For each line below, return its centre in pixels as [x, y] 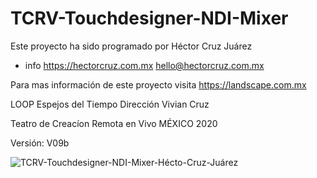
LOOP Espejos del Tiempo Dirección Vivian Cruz [110, 104]
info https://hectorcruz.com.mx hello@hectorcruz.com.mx [144, 65]
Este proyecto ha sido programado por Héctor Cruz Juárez [131, 46]
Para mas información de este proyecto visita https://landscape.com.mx [158, 84]
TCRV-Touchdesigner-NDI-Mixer [149, 18]
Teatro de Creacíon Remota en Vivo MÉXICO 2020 [114, 123]
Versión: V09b [40, 143]
